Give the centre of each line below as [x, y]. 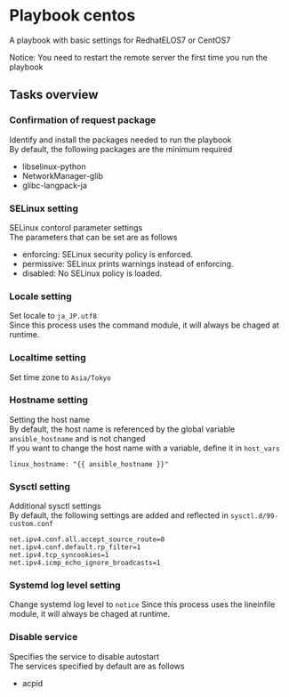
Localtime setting [48, 358]
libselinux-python [54, 166]
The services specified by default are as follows [97, 666]
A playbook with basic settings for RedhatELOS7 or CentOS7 [120, 40]
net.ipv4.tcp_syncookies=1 [59, 555]
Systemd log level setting [65, 586]
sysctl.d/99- [254, 516]
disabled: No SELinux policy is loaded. [92, 273]
